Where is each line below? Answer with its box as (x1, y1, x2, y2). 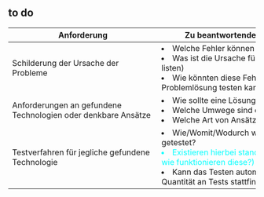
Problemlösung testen (161, 82, 243, 93)
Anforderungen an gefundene (12, 100, 122, 111)
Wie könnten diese (172, 72, 241, 83)
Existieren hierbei (172, 147, 236, 158)
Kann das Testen (172, 166, 234, 177)
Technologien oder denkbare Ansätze (12, 109, 152, 120)
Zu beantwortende (184, 29, 257, 40)
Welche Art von (172, 114, 229, 125)
